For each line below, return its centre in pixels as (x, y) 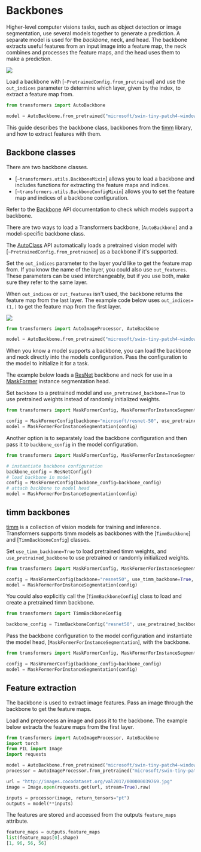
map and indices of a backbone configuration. (71, 197)
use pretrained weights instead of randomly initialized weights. (83, 399)
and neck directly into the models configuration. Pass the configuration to (97, 357)
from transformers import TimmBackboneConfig (64, 613)
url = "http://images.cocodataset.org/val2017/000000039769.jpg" (89, 781)
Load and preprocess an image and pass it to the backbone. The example (97, 720)
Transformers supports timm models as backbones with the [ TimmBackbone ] (98, 533)
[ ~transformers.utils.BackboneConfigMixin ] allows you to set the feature (105, 191)
